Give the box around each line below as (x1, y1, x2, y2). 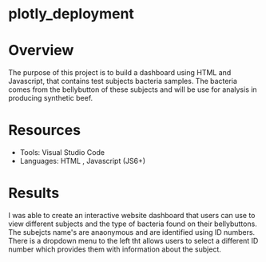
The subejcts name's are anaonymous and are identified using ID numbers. (8, 228, 256, 236)
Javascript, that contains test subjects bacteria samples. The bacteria (8, 77, 238, 86)
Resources (8, 121, 81, 140)
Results (8, 185, 60, 202)
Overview (8, 42, 74, 60)
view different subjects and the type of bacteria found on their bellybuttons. (8, 219, 257, 228)
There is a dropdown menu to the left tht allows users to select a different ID (8, 236, 259, 245)
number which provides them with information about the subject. (8, 244, 222, 254)
